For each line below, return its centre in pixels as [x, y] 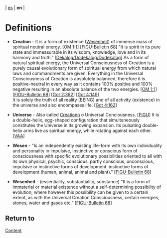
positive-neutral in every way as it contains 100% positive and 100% [83, 84]
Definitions [29, 28]
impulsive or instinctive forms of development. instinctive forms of [80, 166]
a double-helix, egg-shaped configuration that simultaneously [76, 120]
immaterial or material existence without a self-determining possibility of [86, 187]
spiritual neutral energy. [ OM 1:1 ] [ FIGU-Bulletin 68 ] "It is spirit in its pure [86, 47]
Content [13, 230]
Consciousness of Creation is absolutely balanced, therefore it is [79, 78]
